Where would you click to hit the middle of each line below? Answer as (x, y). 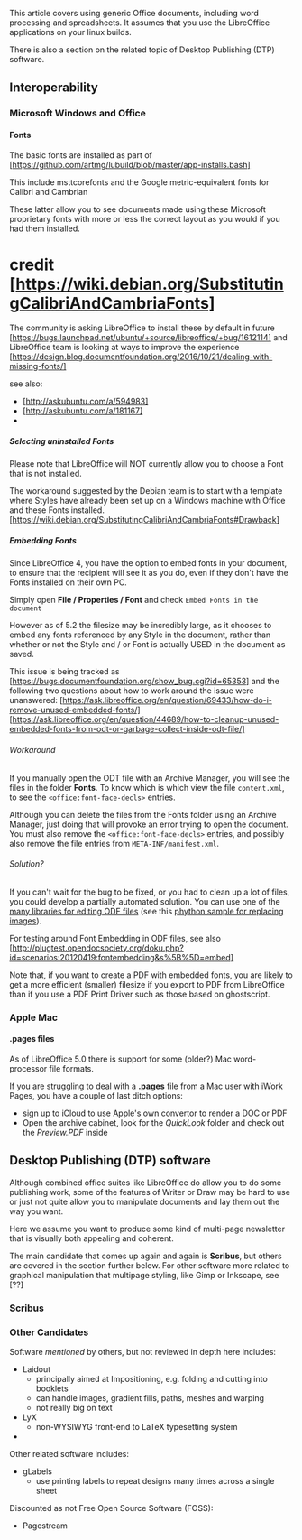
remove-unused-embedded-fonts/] (75, 710)
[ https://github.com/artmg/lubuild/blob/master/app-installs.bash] (130, 164)
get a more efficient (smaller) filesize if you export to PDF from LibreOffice (147, 984)
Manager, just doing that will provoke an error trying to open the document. (149, 824)
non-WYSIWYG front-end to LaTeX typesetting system (137, 1426)
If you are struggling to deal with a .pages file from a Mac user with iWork (146, 1086)
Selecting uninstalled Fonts (62, 441)
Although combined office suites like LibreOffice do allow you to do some (146, 1183)
